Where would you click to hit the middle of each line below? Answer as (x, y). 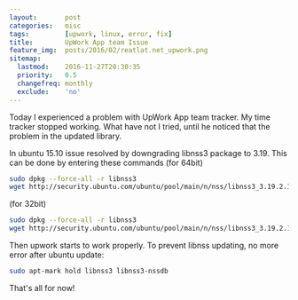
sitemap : (25, 59)
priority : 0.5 (47, 75)
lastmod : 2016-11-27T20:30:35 (79, 67)
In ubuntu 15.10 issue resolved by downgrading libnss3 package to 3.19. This (149, 153)
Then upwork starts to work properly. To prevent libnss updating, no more (144, 245)
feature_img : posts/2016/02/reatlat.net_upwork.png (109, 51)
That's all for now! (42, 288)
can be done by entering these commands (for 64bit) (106, 162)
